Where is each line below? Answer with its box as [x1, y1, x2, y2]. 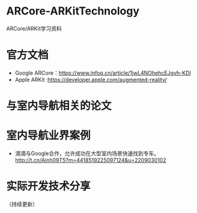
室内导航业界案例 [6, 129, 91, 143]
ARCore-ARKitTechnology [6, 4, 140, 18]
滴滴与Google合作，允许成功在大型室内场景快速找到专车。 [14, 150, 160, 157]
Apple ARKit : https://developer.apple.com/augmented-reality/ [14, 76, 167, 83]
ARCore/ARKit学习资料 [6, 25, 62, 32]
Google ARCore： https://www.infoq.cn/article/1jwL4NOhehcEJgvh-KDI [14, 69, 191, 76]
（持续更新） [6, 200, 38, 208]
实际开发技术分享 [6, 179, 91, 193]
